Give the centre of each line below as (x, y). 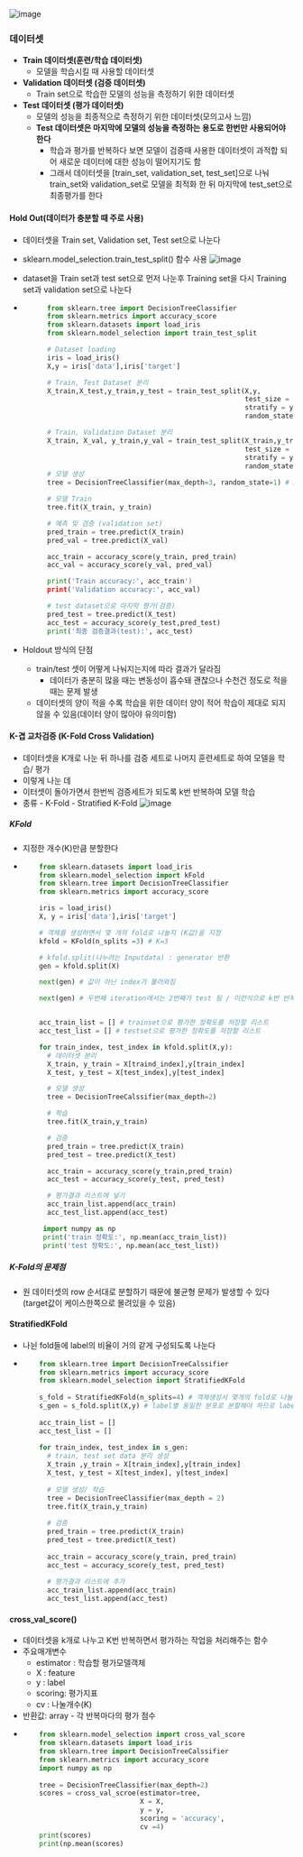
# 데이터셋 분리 (71, 1055)
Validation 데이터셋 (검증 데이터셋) (84, 83)
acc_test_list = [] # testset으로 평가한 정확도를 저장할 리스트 (150, 1031)
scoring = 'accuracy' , (182, 1819)
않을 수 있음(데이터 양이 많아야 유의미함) (106, 713)
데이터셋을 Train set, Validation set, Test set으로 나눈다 (121, 240)
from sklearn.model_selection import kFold (122, 875)
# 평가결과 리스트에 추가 (86, 1582)
